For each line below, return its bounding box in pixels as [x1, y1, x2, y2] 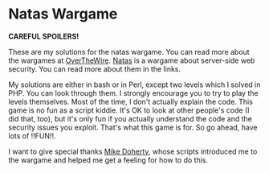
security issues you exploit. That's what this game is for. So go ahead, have [8, 122, 259, 132]
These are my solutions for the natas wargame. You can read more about [8, 47, 251, 56]
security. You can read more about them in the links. [8, 64, 181, 73]
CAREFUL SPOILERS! [8, 31, 79, 41]
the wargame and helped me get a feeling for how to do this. [8, 154, 209, 165]
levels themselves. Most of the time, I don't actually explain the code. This [8, 97, 253, 106]
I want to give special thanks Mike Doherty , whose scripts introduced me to [8, 146, 258, 156]
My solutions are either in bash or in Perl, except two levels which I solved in [8, 80, 261, 89]
